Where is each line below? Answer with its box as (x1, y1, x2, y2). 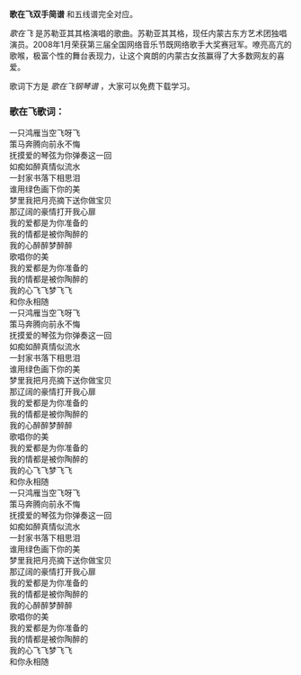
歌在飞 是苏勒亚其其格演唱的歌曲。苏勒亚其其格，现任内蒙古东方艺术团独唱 (9, 28, 288, 39)
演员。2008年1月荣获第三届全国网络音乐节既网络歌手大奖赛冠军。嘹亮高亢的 (9, 40, 292, 49)
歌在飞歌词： (9, 105, 66, 118)
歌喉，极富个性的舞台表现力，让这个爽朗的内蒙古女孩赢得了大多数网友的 (9, 50, 277, 61)
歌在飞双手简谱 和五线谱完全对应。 (9, 9, 137, 19)
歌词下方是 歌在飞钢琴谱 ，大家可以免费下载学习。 (9, 81, 195, 91)
